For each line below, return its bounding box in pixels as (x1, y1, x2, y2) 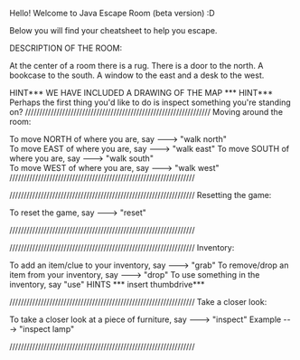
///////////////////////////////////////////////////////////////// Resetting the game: (9, 190, 272, 200)
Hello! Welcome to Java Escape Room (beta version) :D (9, 8, 215, 18)
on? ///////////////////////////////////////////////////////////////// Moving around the (9, 107, 283, 117)
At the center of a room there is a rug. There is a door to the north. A (9, 61, 264, 71)
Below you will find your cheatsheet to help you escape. (9, 25, 218, 35)
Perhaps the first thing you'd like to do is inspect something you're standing (9, 97, 291, 108)
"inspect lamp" (19, 324, 75, 334)
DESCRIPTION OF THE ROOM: (9, 43, 123, 53)
